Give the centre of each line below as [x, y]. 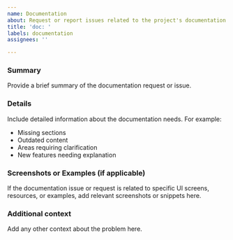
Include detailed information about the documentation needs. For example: [114, 119]
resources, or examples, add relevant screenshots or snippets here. [104, 196]
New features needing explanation [67, 155]
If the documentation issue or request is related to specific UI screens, [108, 188]
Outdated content [43, 140]
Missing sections [42, 132]
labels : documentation [40, 33]
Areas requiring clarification [57, 147]
